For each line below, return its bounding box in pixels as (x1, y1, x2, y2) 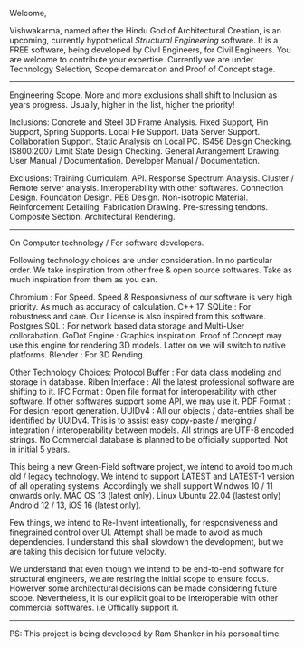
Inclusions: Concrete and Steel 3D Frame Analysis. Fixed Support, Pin (9, 117, 269, 128)
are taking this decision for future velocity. (9, 547, 167, 557)
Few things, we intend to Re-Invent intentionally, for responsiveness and (9, 518, 279, 528)
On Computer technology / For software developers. (9, 237, 204, 248)
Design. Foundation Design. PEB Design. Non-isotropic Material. (9, 192, 249, 203)
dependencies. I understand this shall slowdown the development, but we (9, 537, 284, 547)
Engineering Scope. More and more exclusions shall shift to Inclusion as (9, 90, 278, 100)
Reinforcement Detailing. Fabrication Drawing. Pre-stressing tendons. (9, 202, 269, 212)
